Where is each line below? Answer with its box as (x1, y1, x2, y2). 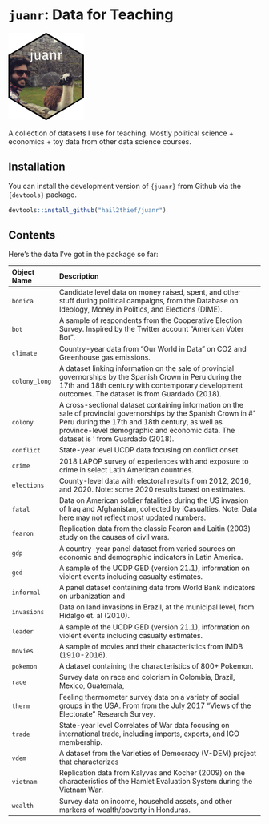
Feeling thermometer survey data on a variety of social (58, 692, 239, 701)
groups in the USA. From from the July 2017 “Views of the (58, 701, 251, 710)
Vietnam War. (58, 785, 104, 794)
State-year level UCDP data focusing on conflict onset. (58, 445, 240, 455)
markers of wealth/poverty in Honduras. (58, 805, 191, 814)
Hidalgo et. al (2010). (58, 611, 130, 621)
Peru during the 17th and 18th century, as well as (58, 417, 223, 427)
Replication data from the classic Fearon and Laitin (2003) (58, 524, 251, 533)
